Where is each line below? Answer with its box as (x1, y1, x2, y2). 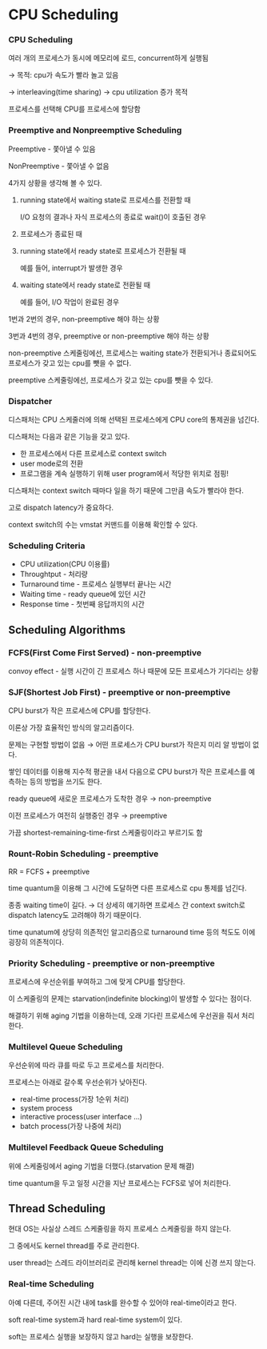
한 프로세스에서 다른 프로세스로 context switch (19, 449, 167, 458)
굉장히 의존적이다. (8, 937, 65, 947)
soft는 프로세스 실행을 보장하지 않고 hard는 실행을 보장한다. (8, 1331, 193, 1341)
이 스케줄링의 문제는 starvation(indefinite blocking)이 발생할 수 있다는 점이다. (8, 994, 252, 1003)
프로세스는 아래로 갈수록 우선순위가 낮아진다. (8, 1078, 148, 1087)
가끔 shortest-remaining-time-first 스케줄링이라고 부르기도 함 (8, 828, 203, 838)
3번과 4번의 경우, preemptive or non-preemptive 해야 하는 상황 (8, 330, 209, 341)
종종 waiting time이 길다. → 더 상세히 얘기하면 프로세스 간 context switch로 (8, 900, 245, 910)
